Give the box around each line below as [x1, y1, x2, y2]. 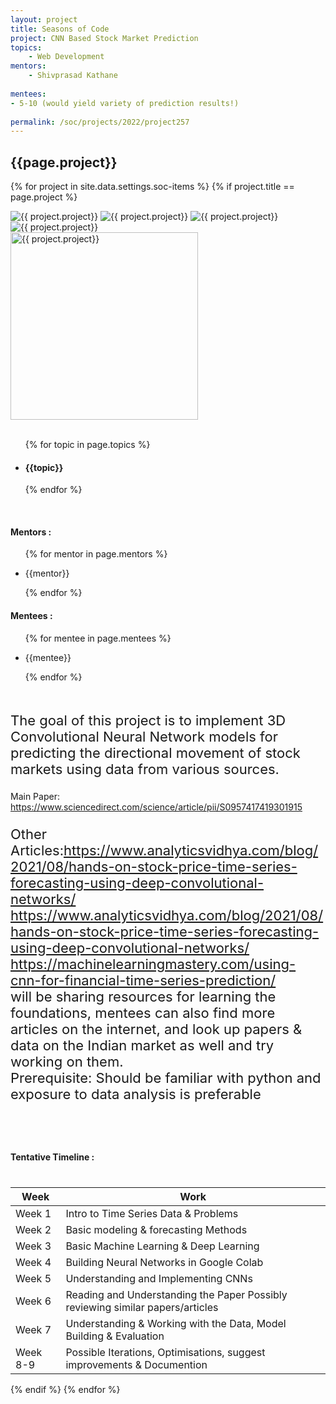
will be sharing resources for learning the [10, 987, 277, 1005]
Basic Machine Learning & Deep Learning [65, 1239, 260, 1253]
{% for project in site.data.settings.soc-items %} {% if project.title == [10, 181, 295, 193]
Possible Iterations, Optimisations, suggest [65, 1345, 266, 1359]
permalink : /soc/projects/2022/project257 [10, 117, 190, 127]
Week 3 [15, 1239, 52, 1253]
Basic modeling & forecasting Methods [65, 1222, 248, 1236]
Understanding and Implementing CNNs [65, 1271, 253, 1285]
